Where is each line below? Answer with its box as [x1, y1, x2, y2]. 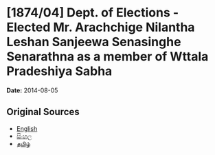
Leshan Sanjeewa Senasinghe [6, 34, 181, 50]
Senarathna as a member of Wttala [6, 49, 209, 65]
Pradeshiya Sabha [6, 63, 113, 79]
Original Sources [6, 106, 80, 118]
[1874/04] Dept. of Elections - [6, 5, 179, 21]
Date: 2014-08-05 [6, 86, 58, 94]
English [16, 124, 38, 132]
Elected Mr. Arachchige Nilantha [6, 19, 195, 35]
